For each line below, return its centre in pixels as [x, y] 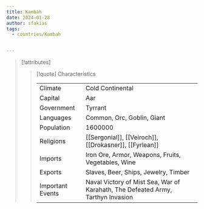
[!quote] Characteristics [66, 74]
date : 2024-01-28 [28, 18]
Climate [50, 88]
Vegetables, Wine [111, 162]
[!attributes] [36, 62]
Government [57, 108]
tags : [13, 29]
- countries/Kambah [36, 35]
